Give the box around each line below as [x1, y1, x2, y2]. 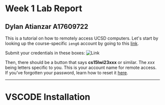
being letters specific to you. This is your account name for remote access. [5, 64, 157, 70]
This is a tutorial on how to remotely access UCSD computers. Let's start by [5, 35, 159, 41]
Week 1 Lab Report [5, 3, 82, 14]
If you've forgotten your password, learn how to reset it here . [5, 70, 129, 76]
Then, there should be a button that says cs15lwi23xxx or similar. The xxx [5, 60, 155, 65]
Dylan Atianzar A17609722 [5, 22, 88, 31]
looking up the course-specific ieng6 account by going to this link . [5, 41, 139, 46]
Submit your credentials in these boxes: [5, 50, 85, 56]
